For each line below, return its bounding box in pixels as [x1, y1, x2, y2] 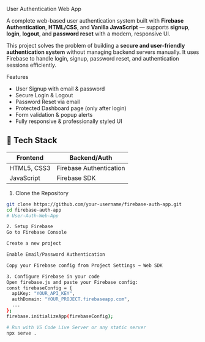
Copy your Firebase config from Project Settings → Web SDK [6, 262, 163, 269]
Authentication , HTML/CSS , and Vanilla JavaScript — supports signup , [6, 24, 190, 31]
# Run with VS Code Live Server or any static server [6, 324, 147, 330]
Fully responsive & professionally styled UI [15, 117, 122, 125]
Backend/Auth [69, 153, 113, 162]
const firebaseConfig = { [6, 284, 72, 291]
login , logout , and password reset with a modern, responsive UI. [6, 30, 171, 37]
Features [6, 73, 29, 80]
